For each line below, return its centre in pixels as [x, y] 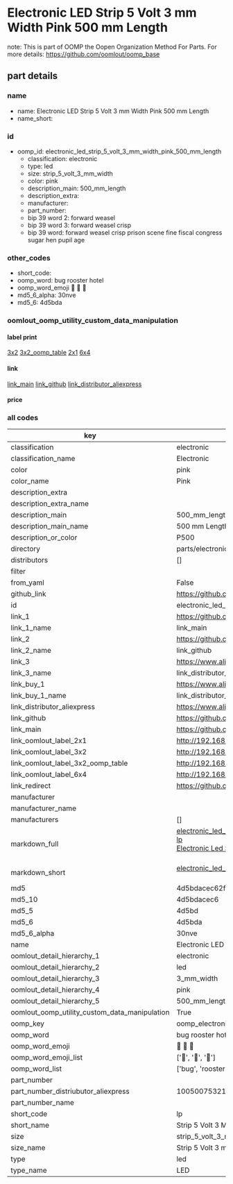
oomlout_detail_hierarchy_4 [55, 990]
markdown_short [38, 873]
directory [25, 549]
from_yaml [28, 583]
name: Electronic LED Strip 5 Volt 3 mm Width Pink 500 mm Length [113, 111]
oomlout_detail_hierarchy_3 [55, 978]
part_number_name [42, 1103]
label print [22, 337]
